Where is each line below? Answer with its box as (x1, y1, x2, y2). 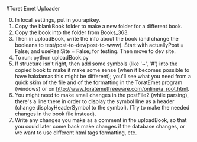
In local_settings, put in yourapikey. (14, 16, 101, 23)
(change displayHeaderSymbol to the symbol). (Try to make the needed (14, 104, 190, 111)
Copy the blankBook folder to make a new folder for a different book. (14, 23, 183, 29)
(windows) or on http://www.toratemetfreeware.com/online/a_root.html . (14, 85, 189, 92)
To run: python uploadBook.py (14, 54, 89, 61)
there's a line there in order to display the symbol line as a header (14, 98, 175, 105)
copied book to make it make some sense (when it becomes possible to (14, 67, 190, 73)
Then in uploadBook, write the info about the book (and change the (14, 35, 179, 42)
